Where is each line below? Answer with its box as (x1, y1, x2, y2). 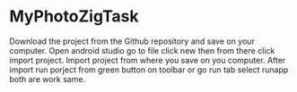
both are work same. (9, 73, 86, 84)
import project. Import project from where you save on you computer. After (9, 54, 286, 65)
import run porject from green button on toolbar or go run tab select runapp (9, 64, 289, 75)
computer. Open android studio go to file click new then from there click (9, 45, 275, 55)
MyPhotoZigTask (9, 6, 139, 27)
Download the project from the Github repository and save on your (9, 36, 256, 46)
